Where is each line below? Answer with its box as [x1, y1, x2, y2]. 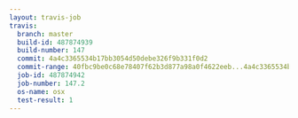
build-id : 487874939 [17, 37, 93, 47]
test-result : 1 [17, 95, 74, 105]
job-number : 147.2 [17, 79, 86, 88]
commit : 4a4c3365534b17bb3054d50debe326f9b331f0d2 [17, 54, 208, 63]
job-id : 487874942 [17, 71, 86, 80]
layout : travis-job [9, 12, 82, 22]
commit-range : [17, 63, 69, 72]
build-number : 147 [17, 46, 86, 55]
